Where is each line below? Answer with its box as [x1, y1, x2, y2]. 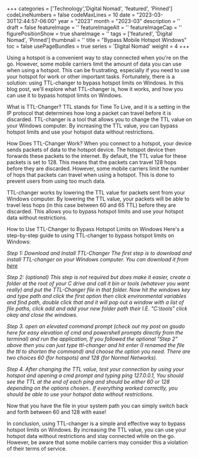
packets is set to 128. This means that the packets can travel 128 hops [6, 159, 177, 166]
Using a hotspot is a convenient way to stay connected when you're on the [6, 54, 188, 61]
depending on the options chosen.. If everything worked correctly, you [6, 384, 178, 391]
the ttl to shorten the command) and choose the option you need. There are [6, 348, 191, 355]
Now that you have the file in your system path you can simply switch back [6, 402, 189, 409]
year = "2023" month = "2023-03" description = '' [58, 18, 180, 24]
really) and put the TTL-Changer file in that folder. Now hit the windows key [6, 286, 190, 293]
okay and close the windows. [6, 312, 78, 318]
